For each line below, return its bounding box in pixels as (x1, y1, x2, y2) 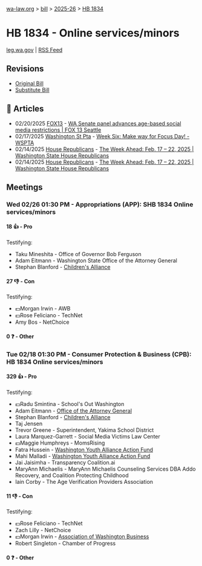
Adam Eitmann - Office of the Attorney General (15, 407, 132, 414)
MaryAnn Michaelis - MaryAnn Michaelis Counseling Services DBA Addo (15, 465, 196, 472)
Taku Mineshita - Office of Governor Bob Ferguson (15, 251, 142, 258)
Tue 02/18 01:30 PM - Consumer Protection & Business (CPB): (6, 350, 192, 358)
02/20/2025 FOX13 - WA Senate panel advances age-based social (15, 120, 181, 127)
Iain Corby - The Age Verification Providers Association (15, 478, 153, 485)
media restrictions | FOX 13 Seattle (15, 126, 102, 133)
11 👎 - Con (6, 492, 33, 500)
